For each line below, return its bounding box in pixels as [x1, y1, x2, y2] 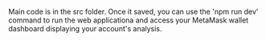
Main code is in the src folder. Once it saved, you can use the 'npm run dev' [8, 7, 259, 16]
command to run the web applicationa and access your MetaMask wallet [8, 15, 249, 25]
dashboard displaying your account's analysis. [8, 24, 162, 33]
